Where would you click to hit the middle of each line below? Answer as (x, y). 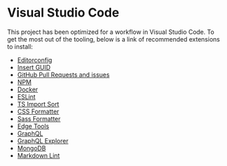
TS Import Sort (38, 104)
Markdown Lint (38, 155)
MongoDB (31, 148)
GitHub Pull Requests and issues (63, 75)
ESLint (26, 96)
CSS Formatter (38, 111)
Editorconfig (34, 59)
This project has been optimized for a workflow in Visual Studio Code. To (111, 32)
